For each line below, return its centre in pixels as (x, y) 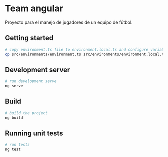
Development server (38, 70)
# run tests (17, 145)
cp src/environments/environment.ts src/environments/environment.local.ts (86, 54)
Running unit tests (34, 134)
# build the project (27, 113)
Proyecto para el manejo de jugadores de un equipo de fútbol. (69, 22)
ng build (14, 118)
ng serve (14, 86)
